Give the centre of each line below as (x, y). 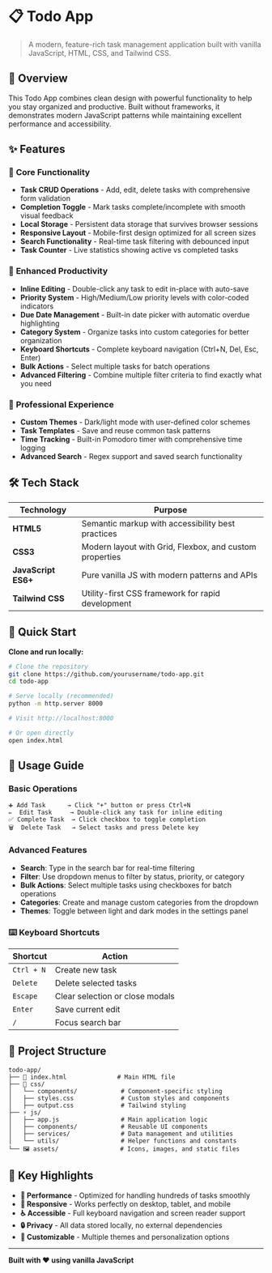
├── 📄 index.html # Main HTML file (92, 1077)
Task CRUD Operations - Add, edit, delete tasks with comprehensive (135, 190)
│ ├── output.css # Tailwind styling (97, 1105)
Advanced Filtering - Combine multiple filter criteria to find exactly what (141, 375)
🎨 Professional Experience (62, 404)
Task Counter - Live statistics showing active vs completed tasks (129, 250)
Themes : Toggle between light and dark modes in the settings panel (134, 911)
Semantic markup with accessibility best (158, 523)
